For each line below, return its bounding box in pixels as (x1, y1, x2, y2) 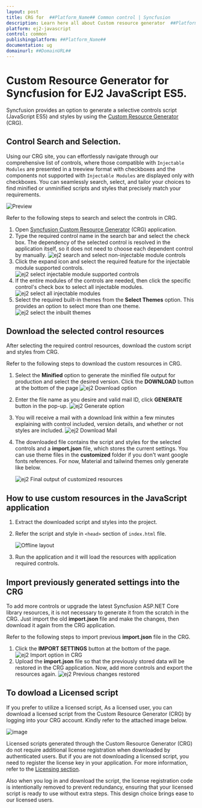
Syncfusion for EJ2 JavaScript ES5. (6, 87, 188, 100)
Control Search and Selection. (6, 136, 121, 147)
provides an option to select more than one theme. (14, 302, 140, 309)
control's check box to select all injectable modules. (14, 283, 144, 290)
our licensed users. (6, 796, 54, 803)
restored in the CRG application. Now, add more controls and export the (14, 664, 192, 671)
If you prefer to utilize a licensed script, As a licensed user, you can (6, 703, 173, 711)
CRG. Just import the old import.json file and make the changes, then (6, 615, 179, 622)
